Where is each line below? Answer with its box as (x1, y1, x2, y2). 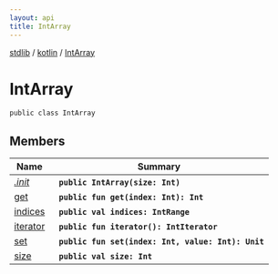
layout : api (9, 13, 55, 23)
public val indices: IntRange (58, 207, 190, 218)
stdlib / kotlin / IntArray (9, 46, 96, 57)
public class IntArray (9, 108, 96, 118)
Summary (137, 160, 180, 173)
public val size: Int (58, 251, 153, 262)
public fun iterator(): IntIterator (58, 222, 218, 232)
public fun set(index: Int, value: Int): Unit (58, 237, 264, 247)
